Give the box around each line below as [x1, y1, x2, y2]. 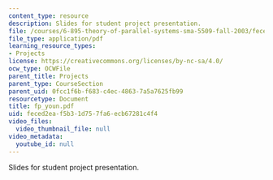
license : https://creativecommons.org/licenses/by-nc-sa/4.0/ [8, 58, 223, 66]
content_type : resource [8, 11, 89, 20]
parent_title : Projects [8, 72, 89, 80]
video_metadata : [8, 132, 63, 140]
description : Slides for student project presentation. [8, 19, 201, 28]
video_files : [8, 118, 53, 126]
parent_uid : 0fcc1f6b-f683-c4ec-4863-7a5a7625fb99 [8, 87, 184, 96]
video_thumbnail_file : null [15, 125, 111, 133]
